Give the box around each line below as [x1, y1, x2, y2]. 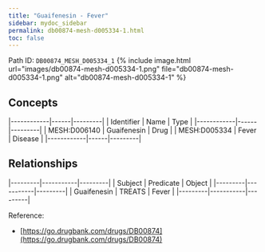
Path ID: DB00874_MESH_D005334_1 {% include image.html [8, 56, 192, 65]
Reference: [8, 211, 45, 220]
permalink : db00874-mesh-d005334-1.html [8, 26, 145, 34]
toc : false [8, 33, 45, 42]
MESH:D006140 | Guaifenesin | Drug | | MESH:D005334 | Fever [47, 125, 257, 136]
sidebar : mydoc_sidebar [8, 19, 88, 27]
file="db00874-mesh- [161, 65, 234, 74]
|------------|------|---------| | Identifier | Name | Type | [8, 117, 193, 127]
